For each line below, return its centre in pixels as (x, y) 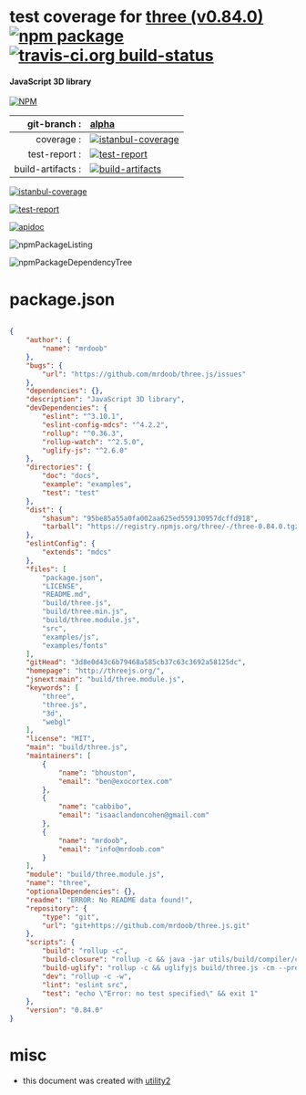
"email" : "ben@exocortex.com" (115, 781)
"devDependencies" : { (66, 408)
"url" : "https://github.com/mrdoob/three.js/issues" (144, 374)
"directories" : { (59, 467)
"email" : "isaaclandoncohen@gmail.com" (133, 815)
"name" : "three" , (59, 883)
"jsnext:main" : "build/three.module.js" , (105, 680)
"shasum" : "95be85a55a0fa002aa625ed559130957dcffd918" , (150, 518)
